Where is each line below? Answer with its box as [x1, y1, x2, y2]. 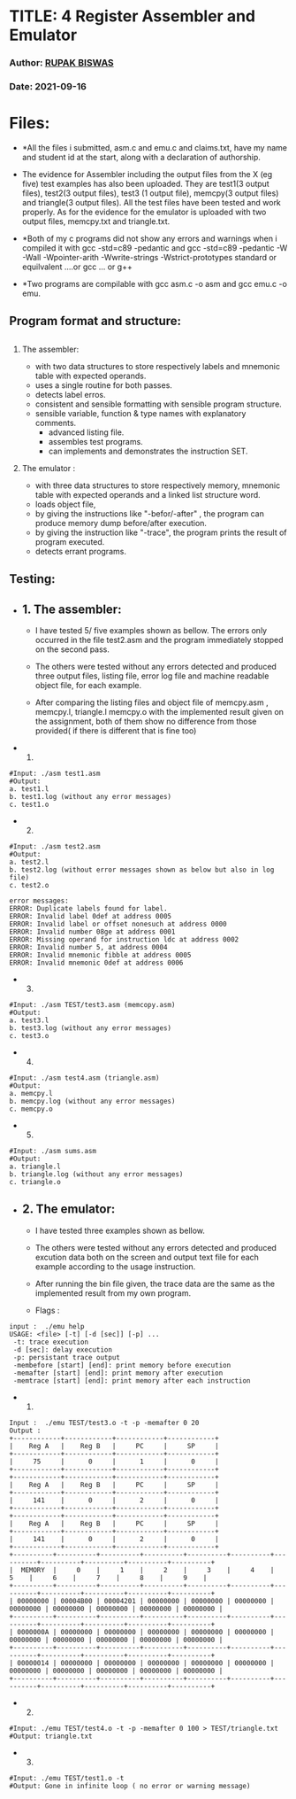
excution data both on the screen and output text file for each [34, 1252, 259, 1262]
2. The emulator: [21, 1202, 116, 1217]
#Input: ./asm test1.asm [9, 769, 101, 778]
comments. [34, 417, 77, 428]
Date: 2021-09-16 [9, 81, 87, 93]
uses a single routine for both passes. [34, 379, 172, 391]
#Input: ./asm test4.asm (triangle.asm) [9, 1074, 161, 1082]
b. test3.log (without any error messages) [9, 1023, 172, 1033]
